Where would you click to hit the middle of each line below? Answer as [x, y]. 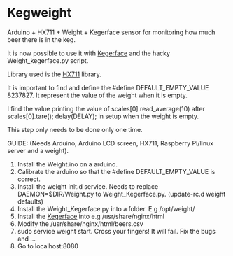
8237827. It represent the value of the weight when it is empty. [97, 95]
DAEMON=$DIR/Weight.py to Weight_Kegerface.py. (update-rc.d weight [121, 194]
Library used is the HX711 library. [54, 74]
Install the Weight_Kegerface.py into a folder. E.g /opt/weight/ [106, 208]
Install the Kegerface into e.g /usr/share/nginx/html [91, 216]
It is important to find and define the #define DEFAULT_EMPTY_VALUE [108, 87]
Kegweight [40, 13]
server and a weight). [38, 150]
